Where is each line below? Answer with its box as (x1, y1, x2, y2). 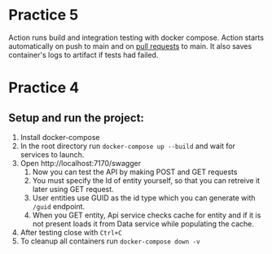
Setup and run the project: (8, 111, 145, 125)
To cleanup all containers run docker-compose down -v (20, 236, 201, 246)
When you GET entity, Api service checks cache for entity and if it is (32, 210, 261, 220)
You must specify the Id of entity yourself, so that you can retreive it (32, 175, 261, 185)
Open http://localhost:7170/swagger (20, 158, 141, 168)
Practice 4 (8, 79, 80, 97)
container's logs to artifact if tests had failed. (8, 50, 159, 59)
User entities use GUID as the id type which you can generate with (32, 193, 256, 203)
